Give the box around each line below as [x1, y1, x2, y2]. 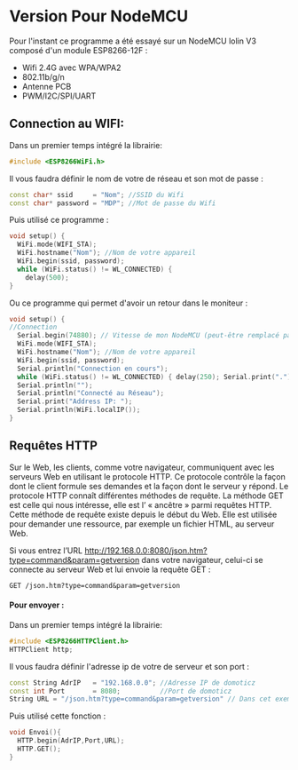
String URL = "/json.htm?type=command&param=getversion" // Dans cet [9, 695, 272, 703]
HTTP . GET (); [17, 744, 62, 754]
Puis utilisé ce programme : [9, 215, 109, 226]
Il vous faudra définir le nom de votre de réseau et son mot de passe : [9, 173, 263, 184]
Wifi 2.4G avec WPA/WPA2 [21, 62, 122, 73]
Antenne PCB [21, 81, 72, 91]
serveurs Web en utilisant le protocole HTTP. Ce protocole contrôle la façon [9, 471, 286, 481]
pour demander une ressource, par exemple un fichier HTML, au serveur [9, 518, 275, 529]
